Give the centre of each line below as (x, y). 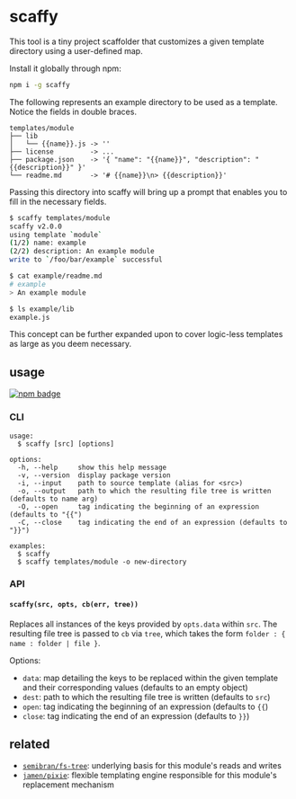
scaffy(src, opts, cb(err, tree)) (74, 605)
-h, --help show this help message (92, 467)
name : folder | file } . (55, 643)
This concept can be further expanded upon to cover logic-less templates (146, 334)
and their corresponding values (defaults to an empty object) (135, 687)
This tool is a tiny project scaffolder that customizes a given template (137, 41)
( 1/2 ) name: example (48, 243)
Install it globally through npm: (65, 68)
